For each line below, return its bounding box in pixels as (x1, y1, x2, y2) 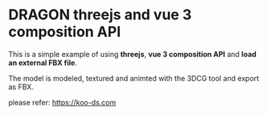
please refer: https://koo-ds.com (8, 97, 117, 107)
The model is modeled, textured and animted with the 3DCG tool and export (8, 73, 260, 83)
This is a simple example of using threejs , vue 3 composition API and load (8, 49, 257, 59)
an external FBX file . (8, 58, 78, 68)
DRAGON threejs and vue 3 (8, 6, 192, 24)
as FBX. (8, 82, 35, 92)
